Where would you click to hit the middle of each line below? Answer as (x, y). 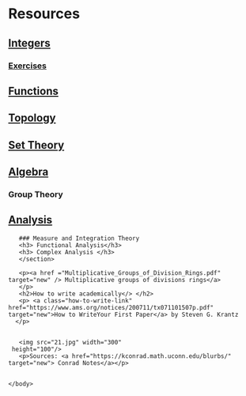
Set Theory (36, 145)
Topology (32, 118)
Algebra (28, 172)
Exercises (28, 66)
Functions (34, 91)
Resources (44, 14)
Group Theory (36, 194)
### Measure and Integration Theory (79, 238)
